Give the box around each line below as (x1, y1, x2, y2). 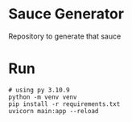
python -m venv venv (8, 93, 78, 101)
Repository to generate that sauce (8, 31, 122, 41)
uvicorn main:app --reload (8, 107, 99, 115)
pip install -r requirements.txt (8, 100, 121, 108)
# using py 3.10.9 (8, 86, 70, 94)
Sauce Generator (8, 5, 125, 23)
